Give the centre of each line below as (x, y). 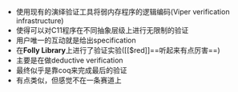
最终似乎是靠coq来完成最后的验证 (71, 70)
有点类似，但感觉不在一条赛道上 (69, 80)
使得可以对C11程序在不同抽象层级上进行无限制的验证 (102, 30)
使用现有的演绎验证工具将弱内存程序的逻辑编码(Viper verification (123, 12)
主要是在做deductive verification (69, 60)
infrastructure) (40, 21)
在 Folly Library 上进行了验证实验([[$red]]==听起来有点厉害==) (118, 50)
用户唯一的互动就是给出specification (76, 40)
